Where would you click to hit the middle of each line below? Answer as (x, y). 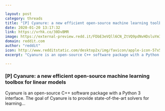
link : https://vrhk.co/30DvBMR (37, 32)
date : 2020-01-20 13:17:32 (33, 27)
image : (12, 37)
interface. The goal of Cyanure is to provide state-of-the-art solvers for (77, 98)
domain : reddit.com (25, 41)
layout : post (18, 14)
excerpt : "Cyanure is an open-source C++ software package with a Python (82, 55)
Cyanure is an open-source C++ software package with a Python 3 (73, 93)
